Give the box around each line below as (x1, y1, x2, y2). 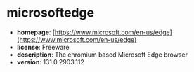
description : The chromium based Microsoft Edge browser (16, 50, 188, 59)
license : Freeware (16, 43, 70, 51)
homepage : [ (16, 28, 56, 36)
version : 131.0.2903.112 (16, 57, 85, 66)
